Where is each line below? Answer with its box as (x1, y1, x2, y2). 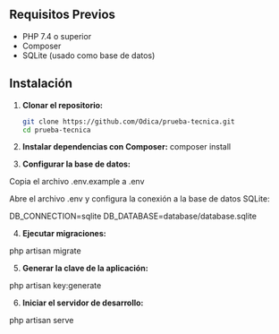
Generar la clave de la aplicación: (21, 263, 149, 274)
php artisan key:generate (9, 280, 102, 291)
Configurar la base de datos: (21, 158, 131, 169)
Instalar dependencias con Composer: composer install (21, 141, 232, 152)
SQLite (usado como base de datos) (21, 49, 156, 61)
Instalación (9, 76, 73, 91)
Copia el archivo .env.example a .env (9, 176, 145, 187)
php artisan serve (9, 315, 74, 326)
